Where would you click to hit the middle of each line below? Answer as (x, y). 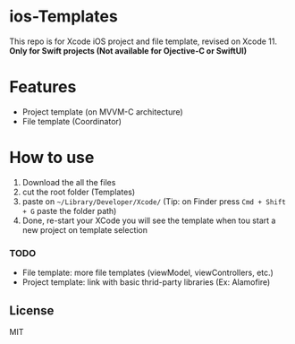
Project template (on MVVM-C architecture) (102, 112)
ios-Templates (63, 17)
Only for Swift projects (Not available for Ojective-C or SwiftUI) (128, 50)
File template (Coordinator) (72, 121)
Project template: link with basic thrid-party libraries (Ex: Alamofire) (146, 282)
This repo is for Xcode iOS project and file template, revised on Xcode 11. (143, 41)
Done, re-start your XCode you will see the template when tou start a (149, 220)
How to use (52, 158)
